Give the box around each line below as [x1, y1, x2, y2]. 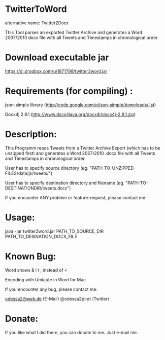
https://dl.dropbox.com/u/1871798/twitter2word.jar [5, 68, 107, 74]
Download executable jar [5, 52, 109, 63]
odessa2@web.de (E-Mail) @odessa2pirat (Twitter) [5, 296, 109, 302]
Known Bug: [5, 251, 57, 262]
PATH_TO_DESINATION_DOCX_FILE [5, 233, 77, 239]
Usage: [5, 212, 35, 223]
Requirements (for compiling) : [5, 85, 133, 97]
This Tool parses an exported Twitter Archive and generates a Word [5, 29, 143, 35]
